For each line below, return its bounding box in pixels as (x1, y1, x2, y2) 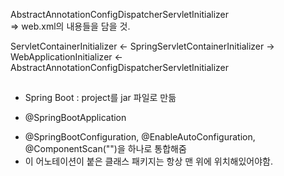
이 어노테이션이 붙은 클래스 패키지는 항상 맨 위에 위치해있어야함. (24, 155, 273, 168)
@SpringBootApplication (24, 112, 127, 124)
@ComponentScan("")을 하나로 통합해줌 (24, 143, 187, 155)
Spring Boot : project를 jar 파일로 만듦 (24, 92, 177, 104)
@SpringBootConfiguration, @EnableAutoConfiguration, (24, 131, 256, 143)
